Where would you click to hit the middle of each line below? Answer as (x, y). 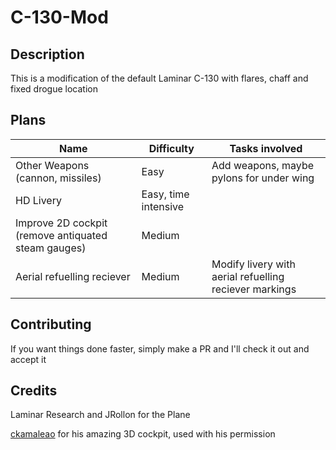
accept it (28, 359)
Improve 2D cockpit (61, 223)
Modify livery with (253, 264)
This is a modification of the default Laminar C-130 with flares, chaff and (159, 78)
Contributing (51, 324)
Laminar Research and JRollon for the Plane (100, 415)
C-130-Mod (59, 17)
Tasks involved (266, 148)
